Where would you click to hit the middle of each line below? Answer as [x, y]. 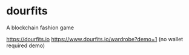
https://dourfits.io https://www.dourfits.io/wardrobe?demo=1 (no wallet [95, 39]
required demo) [26, 45]
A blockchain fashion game [40, 27]
